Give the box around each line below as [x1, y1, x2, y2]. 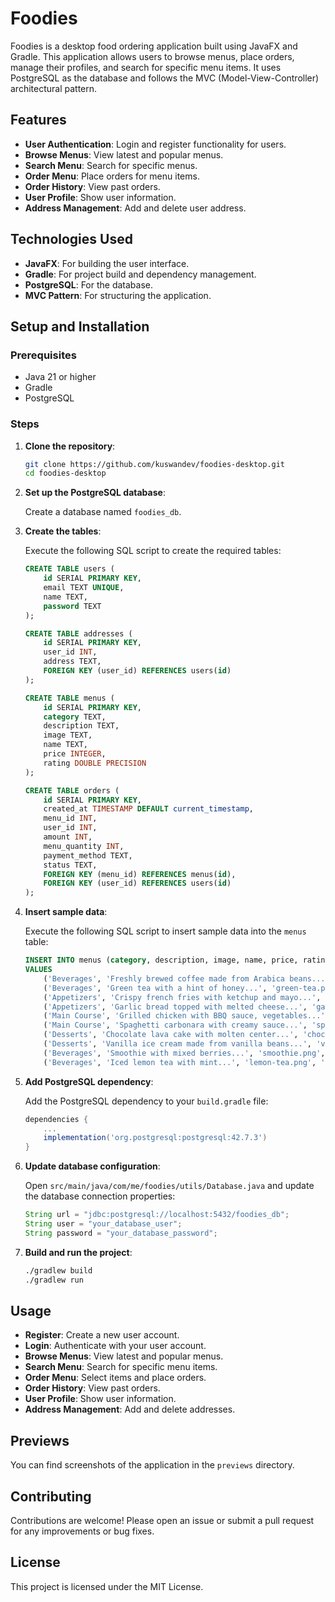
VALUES [24, 965, 53, 975]
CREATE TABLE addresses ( [24, 628, 133, 639]
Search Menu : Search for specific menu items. [24, 1361, 218, 1373]
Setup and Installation [10, 318, 150, 335]
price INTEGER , [43, 749, 107, 759]
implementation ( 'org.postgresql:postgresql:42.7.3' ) [43, 1133, 268, 1143]
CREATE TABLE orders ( [24, 785, 120, 796]
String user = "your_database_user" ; [24, 1219, 183, 1229]
